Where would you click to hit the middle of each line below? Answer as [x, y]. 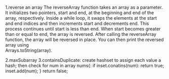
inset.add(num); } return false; [37, 71]
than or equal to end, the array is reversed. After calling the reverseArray [81, 34]
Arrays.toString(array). [29, 50]
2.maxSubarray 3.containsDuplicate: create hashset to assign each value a [83, 60]
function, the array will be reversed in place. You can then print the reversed [85, 39]
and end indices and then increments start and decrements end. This [77, 23]
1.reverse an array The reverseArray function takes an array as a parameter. [84, 7]
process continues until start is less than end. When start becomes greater [83, 29]
